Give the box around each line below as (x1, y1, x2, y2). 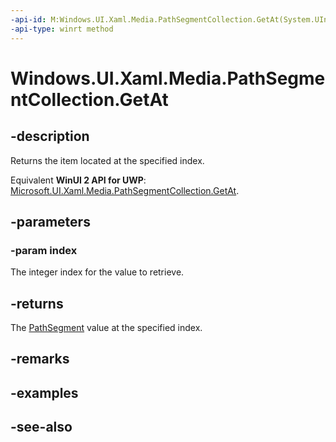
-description (10, 128, 90, 145)
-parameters (10, 213, 91, 230)
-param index (10, 243, 78, 257)
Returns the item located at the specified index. (10, 154, 205, 166)
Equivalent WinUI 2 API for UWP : (10, 174, 147, 186)
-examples (10, 384, 79, 401)
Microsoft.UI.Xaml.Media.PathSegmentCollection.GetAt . (10, 184, 240, 196)
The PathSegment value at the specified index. (10, 322, 203, 333)
